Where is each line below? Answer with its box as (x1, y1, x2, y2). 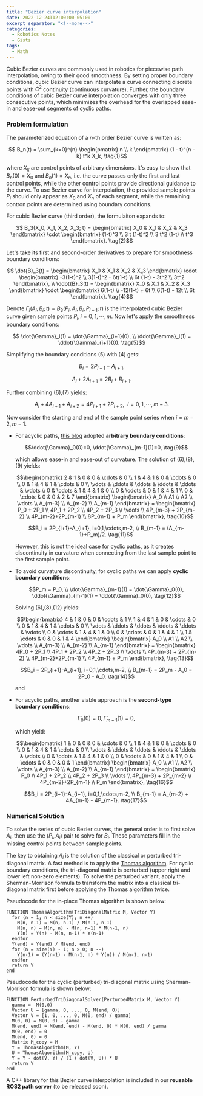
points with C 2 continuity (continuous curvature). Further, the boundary (6, 85, 184, 93)
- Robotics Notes (12, 32, 56, 38)
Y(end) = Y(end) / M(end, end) (12, 941, 91, 947)
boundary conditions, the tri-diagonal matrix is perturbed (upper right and (6, 866, 191, 873)
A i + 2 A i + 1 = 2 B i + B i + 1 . (72, 375, 132, 384)
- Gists (12, 37, 32, 43)
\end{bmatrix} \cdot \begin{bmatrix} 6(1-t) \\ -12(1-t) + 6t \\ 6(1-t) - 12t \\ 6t (8, 286, 195, 294)
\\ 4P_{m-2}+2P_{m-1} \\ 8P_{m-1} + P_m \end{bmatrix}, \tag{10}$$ (26, 513, 194, 520)
